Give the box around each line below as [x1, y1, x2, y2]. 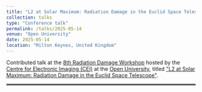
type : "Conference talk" [6, 20, 69, 26]
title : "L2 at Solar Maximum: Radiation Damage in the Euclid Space [6, 8, 182, 15]
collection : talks [6, 14, 52, 20]
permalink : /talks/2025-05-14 [6, 25, 82, 32]
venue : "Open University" [6, 31, 71, 37]
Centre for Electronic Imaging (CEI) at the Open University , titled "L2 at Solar [6, 65, 195, 72]
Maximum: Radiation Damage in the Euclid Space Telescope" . [6, 72, 158, 79]
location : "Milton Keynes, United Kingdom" [6, 43, 117, 49]
